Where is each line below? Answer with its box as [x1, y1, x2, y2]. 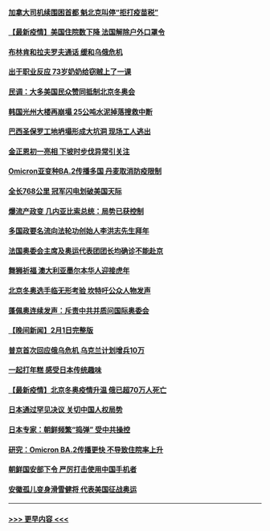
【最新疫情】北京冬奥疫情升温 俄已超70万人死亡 [8, 385, 167, 394]
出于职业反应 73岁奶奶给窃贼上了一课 [8, 67, 132, 76]
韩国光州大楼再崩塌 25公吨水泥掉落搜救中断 [8, 107, 153, 116]
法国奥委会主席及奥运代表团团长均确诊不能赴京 [8, 246, 163, 255]
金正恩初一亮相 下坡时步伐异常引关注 [8, 146, 130, 156]
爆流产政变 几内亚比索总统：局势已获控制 [8, 206, 145, 216]
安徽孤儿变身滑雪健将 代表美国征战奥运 [8, 484, 137, 494]
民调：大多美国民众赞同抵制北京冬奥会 [8, 87, 135, 96]
